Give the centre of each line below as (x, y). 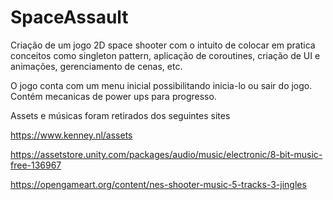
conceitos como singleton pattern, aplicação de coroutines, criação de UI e (165, 55)
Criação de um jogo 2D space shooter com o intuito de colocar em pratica (163, 45)
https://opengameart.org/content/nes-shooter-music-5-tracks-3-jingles (158, 184)
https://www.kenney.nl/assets (71, 135)
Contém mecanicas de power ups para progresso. (113, 96)
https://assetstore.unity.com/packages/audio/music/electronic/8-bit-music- (166, 154)
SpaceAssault (69, 17)
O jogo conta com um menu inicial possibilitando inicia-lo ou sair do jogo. (161, 85)
